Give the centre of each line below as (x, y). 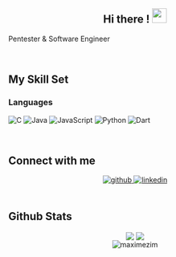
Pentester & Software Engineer (59, 39)
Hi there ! (127, 20)
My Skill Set (39, 80)
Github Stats (40, 216)
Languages (31, 103)
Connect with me (52, 160)
